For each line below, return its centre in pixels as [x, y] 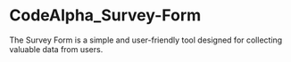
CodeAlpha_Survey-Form [105, 15]
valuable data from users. [56, 49]
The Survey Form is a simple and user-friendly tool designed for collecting [146, 40]
